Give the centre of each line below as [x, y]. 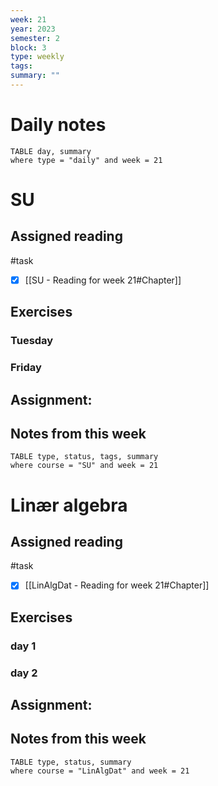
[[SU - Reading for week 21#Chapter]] [103, 280]
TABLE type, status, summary [71, 762]
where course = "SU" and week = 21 [84, 466]
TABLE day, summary [51, 151]
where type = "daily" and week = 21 [86, 160]
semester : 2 [35, 38]
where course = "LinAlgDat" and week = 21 [100, 771]
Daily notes [58, 125]
